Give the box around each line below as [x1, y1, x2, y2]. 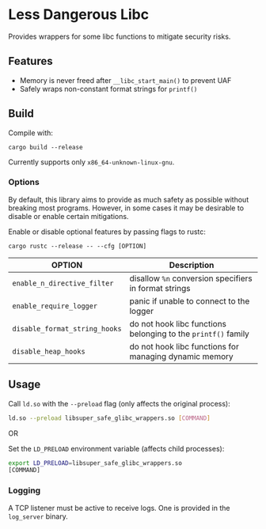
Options [8, 176, 40, 187]
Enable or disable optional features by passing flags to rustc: [8, 227, 206, 236]
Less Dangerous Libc [8, 6, 149, 24]
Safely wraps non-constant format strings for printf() [19, 84, 198, 93]
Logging [8, 485, 41, 496]
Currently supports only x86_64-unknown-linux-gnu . [8, 157, 175, 167]
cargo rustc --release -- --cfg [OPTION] [8, 242, 147, 250]
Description [169, 259, 215, 270]
